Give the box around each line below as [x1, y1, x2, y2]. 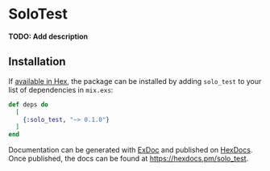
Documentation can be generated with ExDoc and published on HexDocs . [8, 145, 253, 155]
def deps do [8, 100, 48, 109]
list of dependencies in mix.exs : [8, 85, 114, 94]
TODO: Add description [8, 31, 89, 41]
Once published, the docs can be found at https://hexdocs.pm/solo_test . [8, 154, 249, 164]
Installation [8, 55, 66, 69]
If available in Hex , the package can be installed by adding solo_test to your [8, 76, 262, 85]
